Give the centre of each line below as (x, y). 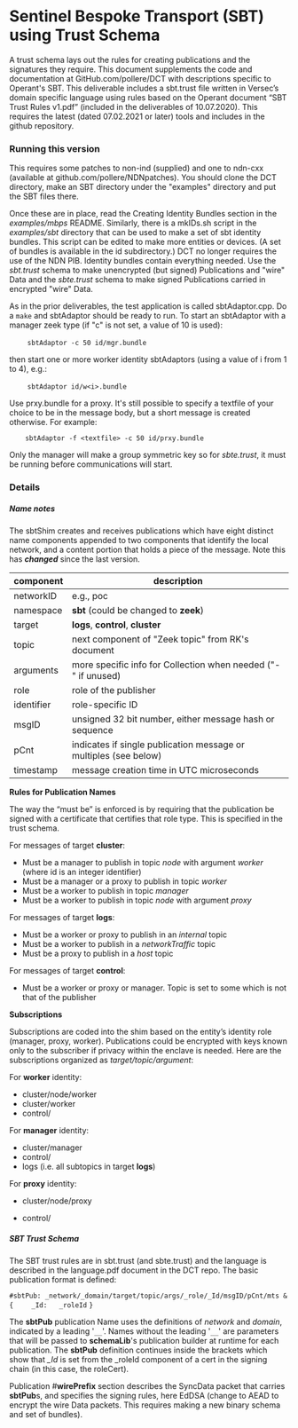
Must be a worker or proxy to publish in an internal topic (125, 935)
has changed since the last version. (74, 559)
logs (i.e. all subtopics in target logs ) (89, 1167)
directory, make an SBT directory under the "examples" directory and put (143, 187)
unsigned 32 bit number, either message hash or (173, 719)
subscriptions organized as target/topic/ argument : (101, 1060)
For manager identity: (49, 1131)
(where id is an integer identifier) (82, 872)
